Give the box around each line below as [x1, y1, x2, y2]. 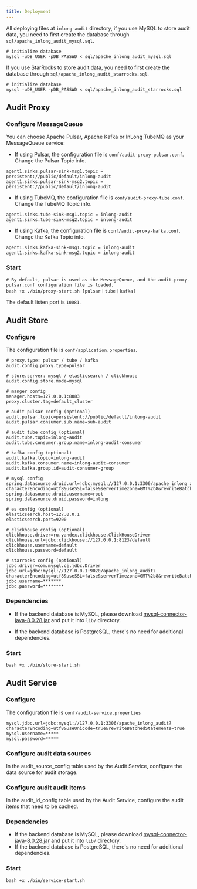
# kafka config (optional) [6, 450, 72, 456]
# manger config [6, 388, 46, 395]
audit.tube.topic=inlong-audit [6, 435, 83, 440]
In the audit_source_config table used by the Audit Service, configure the [6, 762, 183, 769]
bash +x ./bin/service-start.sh [6, 877, 85, 883]
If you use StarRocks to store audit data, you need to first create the [6, 64, 170, 71]
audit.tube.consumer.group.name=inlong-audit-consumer [6, 440, 143, 446]
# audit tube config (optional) [6, 429, 85, 436]
